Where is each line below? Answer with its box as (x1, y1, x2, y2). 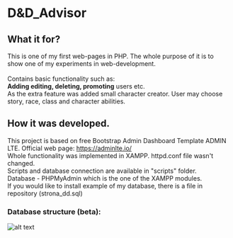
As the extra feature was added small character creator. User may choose (7, 90, 223, 98)
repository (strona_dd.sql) (7, 189, 83, 198)
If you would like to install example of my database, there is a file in (7, 181, 203, 190)
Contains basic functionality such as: (7, 74, 115, 83)
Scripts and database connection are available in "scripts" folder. (7, 166, 197, 175)
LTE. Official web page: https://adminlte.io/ (7, 144, 132, 152)
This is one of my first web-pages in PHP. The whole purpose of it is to (7, 52, 214, 60)
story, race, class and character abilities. (7, 97, 126, 106)
